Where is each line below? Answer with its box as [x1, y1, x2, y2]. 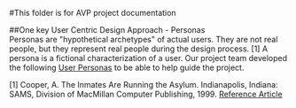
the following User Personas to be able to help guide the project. [9, 62, 245, 73]
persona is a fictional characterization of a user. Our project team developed [9, 53, 288, 63]
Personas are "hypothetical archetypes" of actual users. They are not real [9, 35, 278, 44]
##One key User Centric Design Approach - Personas [9, 25, 206, 35]
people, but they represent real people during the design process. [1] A [9, 43, 269, 54]
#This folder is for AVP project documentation [9, 8, 176, 18]
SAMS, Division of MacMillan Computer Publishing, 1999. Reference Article [9, 89, 283, 99]
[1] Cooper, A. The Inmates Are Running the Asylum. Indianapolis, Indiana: [9, 80, 278, 89]
